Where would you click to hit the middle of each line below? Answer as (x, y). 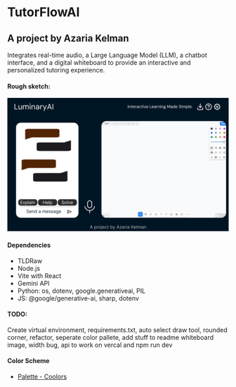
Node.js (29, 268)
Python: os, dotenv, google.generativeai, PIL (81, 291)
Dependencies (29, 245)
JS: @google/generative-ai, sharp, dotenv (78, 298)
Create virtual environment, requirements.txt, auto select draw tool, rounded (117, 330)
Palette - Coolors (42, 376)
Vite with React (39, 276)
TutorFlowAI (44, 12)
